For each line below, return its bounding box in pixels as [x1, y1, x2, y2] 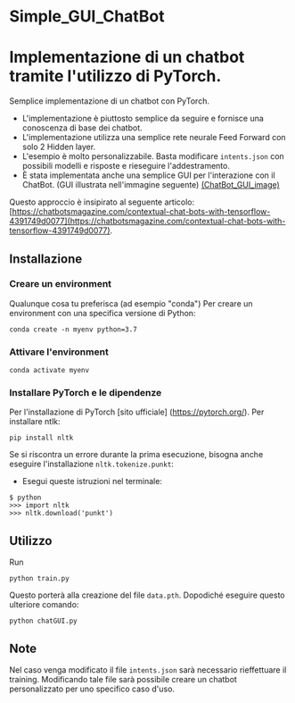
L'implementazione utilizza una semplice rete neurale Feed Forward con [21, 132, 287, 143]
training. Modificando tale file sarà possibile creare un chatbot [9, 674, 238, 685]
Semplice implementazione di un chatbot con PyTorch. [9, 96, 209, 106]
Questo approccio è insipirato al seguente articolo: [9, 197, 194, 207]
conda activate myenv [9, 366, 90, 375]
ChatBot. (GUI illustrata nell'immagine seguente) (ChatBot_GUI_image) [21, 180, 281, 190]
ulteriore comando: [9, 599, 79, 610]
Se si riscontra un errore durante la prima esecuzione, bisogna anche [9, 449, 264, 460]
